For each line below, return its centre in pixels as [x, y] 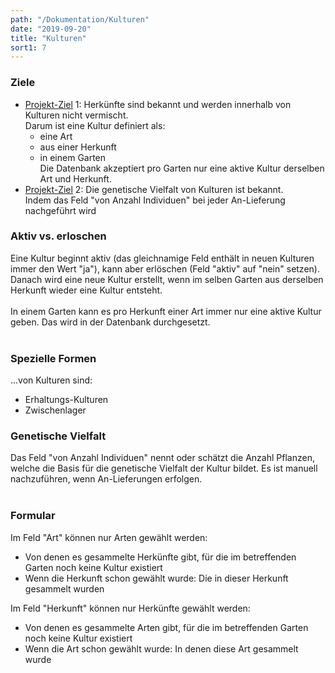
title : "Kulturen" [48, 38]
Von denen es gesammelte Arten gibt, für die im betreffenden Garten [166, 627]
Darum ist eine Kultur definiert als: [95, 125]
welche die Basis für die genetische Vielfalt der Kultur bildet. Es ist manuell [164, 468]
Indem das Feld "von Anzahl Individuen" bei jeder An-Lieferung [155, 200]
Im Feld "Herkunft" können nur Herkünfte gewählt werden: [130, 608]
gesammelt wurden [64, 588]
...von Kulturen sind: [51, 380]
